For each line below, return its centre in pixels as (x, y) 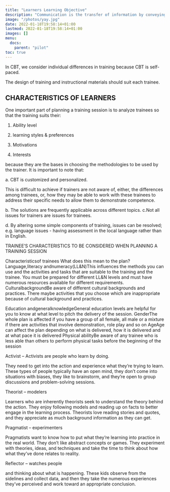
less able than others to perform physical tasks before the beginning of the (83, 341)
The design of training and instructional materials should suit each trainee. (83, 82)
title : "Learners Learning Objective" (46, 10)
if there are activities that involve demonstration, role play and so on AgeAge (85, 325)
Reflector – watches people (34, 464)
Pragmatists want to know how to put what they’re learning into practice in (83, 438)
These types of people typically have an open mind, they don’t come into (81, 371)
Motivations (25, 145)
